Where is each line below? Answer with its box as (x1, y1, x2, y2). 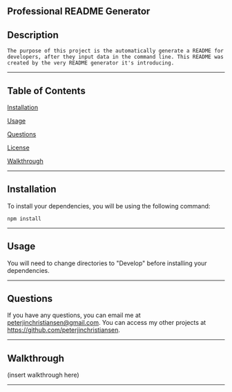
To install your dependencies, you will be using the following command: (7, 202, 211, 210)
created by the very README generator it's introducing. (7, 60, 175, 66)
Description (7, 29, 59, 41)
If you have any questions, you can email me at (7, 311, 142, 319)
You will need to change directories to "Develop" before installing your (7, 259, 207, 267)
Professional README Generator (7, 6, 151, 17)
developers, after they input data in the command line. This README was (7, 53, 224, 61)
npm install (7, 215, 41, 222)
